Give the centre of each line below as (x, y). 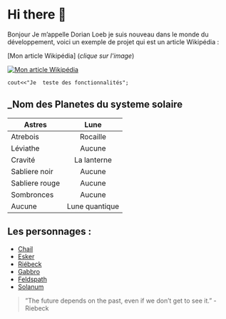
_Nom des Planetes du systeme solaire (95, 105)
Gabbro (29, 271)
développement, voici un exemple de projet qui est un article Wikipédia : (113, 41)
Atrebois (25, 136)
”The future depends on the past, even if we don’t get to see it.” (118, 300)
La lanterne (93, 160)
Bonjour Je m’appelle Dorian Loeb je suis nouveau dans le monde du (108, 34)
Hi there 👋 (37, 15)
